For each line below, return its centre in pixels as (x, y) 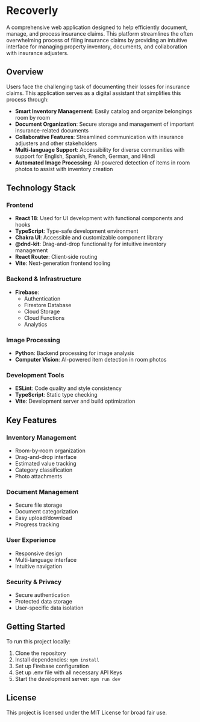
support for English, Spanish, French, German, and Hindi (85, 156)
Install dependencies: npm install (57, 659)
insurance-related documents (52, 130)
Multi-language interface (46, 559)
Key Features (32, 420)
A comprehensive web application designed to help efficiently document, (97, 27)
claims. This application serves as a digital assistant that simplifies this (94, 93)
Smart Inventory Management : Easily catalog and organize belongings (104, 111)
